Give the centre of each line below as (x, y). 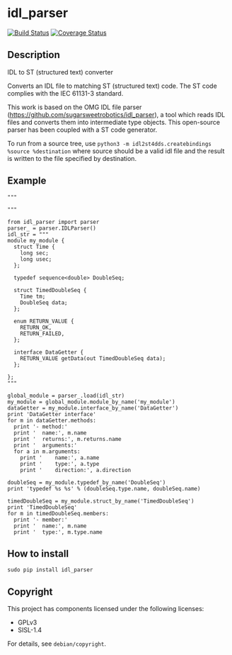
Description (34, 55)
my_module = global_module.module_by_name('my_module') (91, 402)
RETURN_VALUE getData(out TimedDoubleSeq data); (93, 358)
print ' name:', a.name (60, 458)
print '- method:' (41, 427)
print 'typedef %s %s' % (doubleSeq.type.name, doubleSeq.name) (104, 488)
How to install (38, 553)
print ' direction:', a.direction (76, 470)
